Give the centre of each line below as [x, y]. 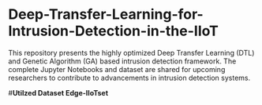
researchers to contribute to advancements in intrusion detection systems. [129, 78]
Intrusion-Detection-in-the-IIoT [113, 31]
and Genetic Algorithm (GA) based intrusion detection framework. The [122, 61]
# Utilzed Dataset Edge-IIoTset [58, 92]
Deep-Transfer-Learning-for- [106, 14]
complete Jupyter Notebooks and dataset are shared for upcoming [117, 69]
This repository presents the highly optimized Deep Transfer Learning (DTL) [131, 52]
